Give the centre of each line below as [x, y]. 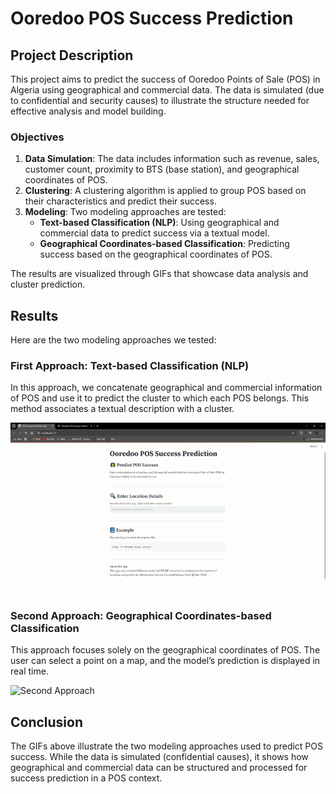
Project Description [72, 55]
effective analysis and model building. [88, 111]
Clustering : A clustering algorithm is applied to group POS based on [165, 191]
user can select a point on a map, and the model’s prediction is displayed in [165, 661]
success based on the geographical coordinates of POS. [156, 254]
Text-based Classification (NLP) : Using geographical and [159, 223]
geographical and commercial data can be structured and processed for [159, 768]
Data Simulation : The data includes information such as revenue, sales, [172, 159]
